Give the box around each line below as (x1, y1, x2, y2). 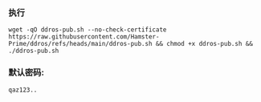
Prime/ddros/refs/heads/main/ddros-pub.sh (8, 40, 153, 48)
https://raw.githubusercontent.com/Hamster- (8, 33, 160, 41)
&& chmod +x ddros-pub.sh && (155, 40, 253, 48)
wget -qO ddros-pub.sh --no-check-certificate (8, 26, 167, 34)
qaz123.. (8, 86, 38, 94)
